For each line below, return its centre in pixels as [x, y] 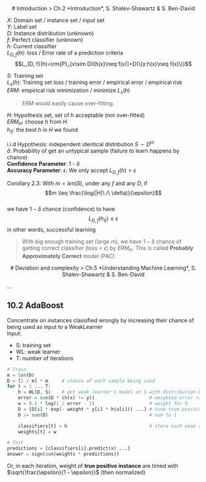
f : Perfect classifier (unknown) [45, 40]
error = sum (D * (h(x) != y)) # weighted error [105, 398]
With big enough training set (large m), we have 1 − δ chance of [102, 242]
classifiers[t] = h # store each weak [107, 426]
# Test [15, 443]
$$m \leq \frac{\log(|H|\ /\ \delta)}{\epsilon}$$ [103, 193]
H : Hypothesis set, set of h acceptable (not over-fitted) [76, 115]
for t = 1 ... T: [29, 386]
